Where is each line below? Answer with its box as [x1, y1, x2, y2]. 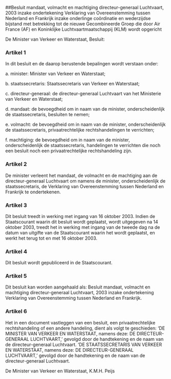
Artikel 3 [5, 202, 27, 209]
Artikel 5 [5, 273, 27, 280]
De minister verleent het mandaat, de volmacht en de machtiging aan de [5, 172, 158, 178]
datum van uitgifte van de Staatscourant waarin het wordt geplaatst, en [5, 229, 155, 236]
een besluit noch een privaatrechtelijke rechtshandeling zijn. [5, 148, 132, 154]
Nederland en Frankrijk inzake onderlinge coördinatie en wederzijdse [5, 15, 151, 21]
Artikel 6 [5, 308, 27, 315]
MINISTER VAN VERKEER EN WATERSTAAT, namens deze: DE [5, 330, 136, 336]
